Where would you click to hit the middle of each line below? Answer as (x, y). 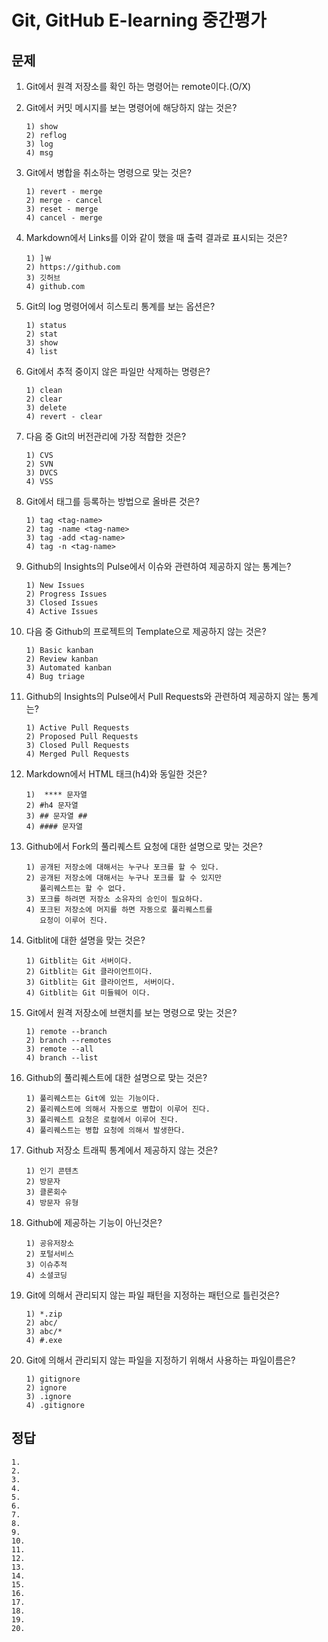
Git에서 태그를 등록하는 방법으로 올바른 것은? (112, 501)
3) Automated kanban (68, 668)
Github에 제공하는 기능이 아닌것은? (94, 1222)
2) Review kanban (62, 659)
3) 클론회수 (46, 1192)
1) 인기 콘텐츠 (52, 1171)
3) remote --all (59, 1049)
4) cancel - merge (64, 218)
